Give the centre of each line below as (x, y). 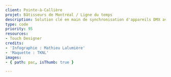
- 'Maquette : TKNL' (27, 53)
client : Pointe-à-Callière (34, 10)
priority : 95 (19, 29)
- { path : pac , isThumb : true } (39, 62)
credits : (15, 43)
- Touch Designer (24, 39)
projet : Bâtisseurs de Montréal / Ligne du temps (59, 15)
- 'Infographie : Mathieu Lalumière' (45, 48)
